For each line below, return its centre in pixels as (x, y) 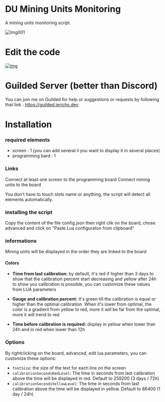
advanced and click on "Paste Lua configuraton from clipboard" (70, 228)
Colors (12, 263)
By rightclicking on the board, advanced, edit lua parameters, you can (76, 353)
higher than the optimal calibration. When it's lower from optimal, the (82, 304)
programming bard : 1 (34, 156)
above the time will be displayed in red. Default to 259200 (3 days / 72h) (86, 378)
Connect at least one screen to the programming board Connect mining (78, 179)
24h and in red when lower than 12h (49, 330)
